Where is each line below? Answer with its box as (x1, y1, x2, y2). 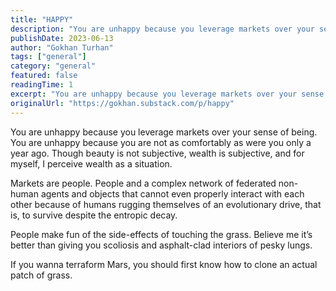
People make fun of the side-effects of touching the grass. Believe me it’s (10, 228, 313, 240)
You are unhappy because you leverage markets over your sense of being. (10, 126, 318, 138)
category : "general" (10, 61, 97, 71)
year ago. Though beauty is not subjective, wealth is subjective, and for (10, 147, 305, 159)
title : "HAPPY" (10, 14, 74, 25)
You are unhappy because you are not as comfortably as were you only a (10, 136, 312, 148)
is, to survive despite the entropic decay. (10, 209, 178, 221)
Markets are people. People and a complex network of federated (10, 177, 277, 189)
